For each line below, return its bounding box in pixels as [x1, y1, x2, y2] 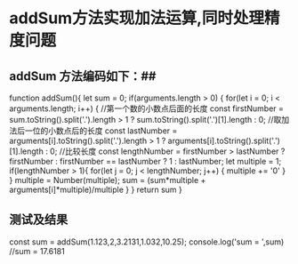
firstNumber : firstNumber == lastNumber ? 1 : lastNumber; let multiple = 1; [9, 156, 282, 166]
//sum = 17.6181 [9, 245, 65, 256]
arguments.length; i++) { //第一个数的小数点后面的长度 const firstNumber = [9, 103, 285, 114]
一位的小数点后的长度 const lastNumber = [24, 125, 178, 136]
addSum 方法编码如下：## [9, 68, 157, 84]
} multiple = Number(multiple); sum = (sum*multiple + [9, 175, 206, 185]
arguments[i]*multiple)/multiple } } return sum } [9, 184, 182, 195]
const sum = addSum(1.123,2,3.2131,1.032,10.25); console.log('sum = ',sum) [9, 236, 285, 247]
